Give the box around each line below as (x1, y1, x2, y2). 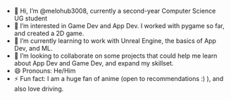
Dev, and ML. (13, 44, 53, 52)
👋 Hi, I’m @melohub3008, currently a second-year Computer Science (13, 7, 216, 15)
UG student (13, 14, 48, 23)
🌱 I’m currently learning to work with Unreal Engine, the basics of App (13, 37, 217, 45)
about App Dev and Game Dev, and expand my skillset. (13, 59, 174, 67)
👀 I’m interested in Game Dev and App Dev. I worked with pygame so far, (13, 22, 225, 30)
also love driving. (13, 85, 64, 93)
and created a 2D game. (13, 29, 85, 37)
